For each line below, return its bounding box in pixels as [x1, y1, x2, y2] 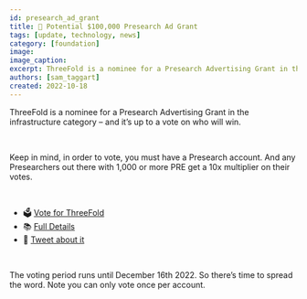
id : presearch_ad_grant [9, 13, 101, 23]
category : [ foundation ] [9, 38, 101, 48]
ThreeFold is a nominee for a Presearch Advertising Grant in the [9, 106, 249, 117]
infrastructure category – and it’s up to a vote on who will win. [9, 116, 242, 127]
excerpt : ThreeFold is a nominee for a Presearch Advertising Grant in [9, 65, 288, 74]
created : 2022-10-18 [9, 81, 89, 91]
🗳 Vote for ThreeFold [22, 207, 105, 218]
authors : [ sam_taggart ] [9, 73, 101, 82]
